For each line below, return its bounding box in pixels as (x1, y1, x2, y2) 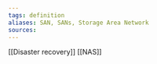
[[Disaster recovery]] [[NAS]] (8, 48, 102, 57)
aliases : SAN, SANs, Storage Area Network (8, 19, 149, 27)
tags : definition (8, 11, 65, 20)
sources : (8, 26, 37, 34)
